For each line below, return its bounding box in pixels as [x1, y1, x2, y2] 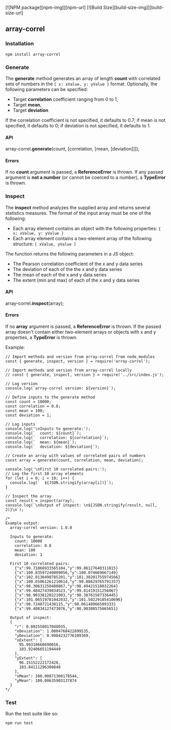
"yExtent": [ [14, 655, 43, 661]
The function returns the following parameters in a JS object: [5, 250, 135, 257]
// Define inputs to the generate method [5, 395, 96, 400]
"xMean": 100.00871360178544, [14, 673, 80, 679]
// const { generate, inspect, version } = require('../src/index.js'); [5, 372, 164, 377]
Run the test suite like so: [5, 710, 59, 717]
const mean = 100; [5, 408, 45, 413]
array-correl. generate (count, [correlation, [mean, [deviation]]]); [5, 146, 140, 152]
